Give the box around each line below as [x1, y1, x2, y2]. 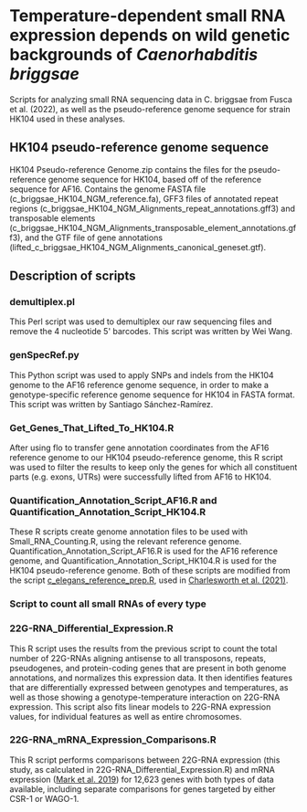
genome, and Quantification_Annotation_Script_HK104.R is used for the [9, 555, 277, 566]
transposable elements [9, 212, 96, 224]
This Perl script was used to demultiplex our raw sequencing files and [9, 316, 272, 327]
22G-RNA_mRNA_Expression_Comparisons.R [9, 733, 217, 746]
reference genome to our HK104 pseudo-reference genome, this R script [9, 452, 283, 463]
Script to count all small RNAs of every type [9, 597, 207, 610]
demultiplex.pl [9, 296, 76, 309]
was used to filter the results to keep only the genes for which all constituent [9, 462, 298, 473]
